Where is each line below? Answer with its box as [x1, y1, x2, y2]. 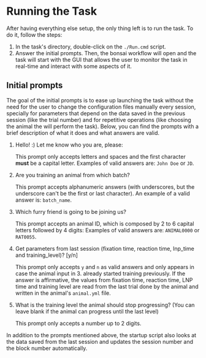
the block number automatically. [6, 345, 88, 352]
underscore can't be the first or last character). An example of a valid [15, 189, 190, 197]
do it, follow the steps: [6, 31, 63, 38]
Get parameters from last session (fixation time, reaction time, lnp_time [15, 245, 194, 252]
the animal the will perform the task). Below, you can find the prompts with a [6, 123, 199, 130]
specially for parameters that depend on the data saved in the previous [6, 109, 186, 117]
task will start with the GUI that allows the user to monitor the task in [15, 56, 188, 63]
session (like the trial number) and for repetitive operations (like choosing [6, 116, 191, 123]
